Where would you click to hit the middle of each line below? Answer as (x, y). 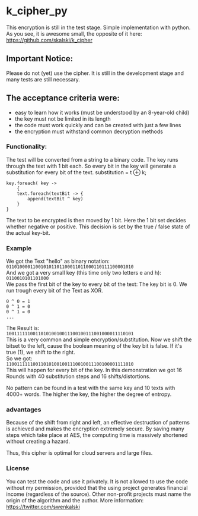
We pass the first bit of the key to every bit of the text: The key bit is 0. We (97, 284)
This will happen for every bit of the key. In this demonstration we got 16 (94, 370)
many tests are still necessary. (43, 79)
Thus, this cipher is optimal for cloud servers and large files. (79, 453)
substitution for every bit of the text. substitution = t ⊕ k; (76, 172)
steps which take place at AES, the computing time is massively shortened (97, 435)
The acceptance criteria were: (63, 98)
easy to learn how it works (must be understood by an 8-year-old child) (102, 112)
